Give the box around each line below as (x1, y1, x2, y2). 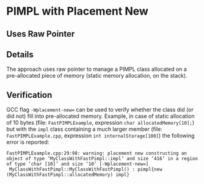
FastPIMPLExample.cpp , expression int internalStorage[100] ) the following (6, 132, 195, 139)
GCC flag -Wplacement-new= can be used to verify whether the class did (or (6, 106, 194, 114)
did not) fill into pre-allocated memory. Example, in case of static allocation (6, 112, 195, 120)
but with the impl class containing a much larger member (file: (6, 125, 163, 133)
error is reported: (6, 139, 49, 146)
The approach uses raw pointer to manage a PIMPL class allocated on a (6, 65, 188, 73)
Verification (6, 90, 53, 100)
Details (6, 49, 34, 59)
